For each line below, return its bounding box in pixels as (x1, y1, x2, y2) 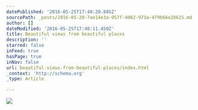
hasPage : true (6, 53, 42, 60)
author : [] (6, 20, 34, 26)
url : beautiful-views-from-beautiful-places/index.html (6, 64, 149, 71)
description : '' (6, 37, 47, 43)
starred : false (6, 43, 45, 49)
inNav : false (6, 59, 39, 65)
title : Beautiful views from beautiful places (6, 31, 125, 37)
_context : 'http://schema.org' (6, 70, 85, 76)
